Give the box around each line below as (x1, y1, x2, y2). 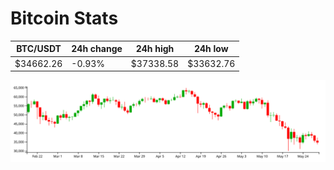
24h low (193, 43, 229, 55)
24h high (135, 43, 175, 55)
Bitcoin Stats (10, 7, 119, 30)
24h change (71, 43, 123, 55)
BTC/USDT (16, 43, 62, 55)
